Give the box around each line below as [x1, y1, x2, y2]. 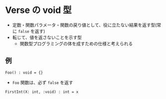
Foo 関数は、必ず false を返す [12, 79, 73, 85]
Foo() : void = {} [5, 70, 43, 75]
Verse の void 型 [5, 4, 72, 16]
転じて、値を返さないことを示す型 [12, 34, 82, 40]
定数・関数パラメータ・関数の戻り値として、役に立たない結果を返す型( [12, 22, 157, 28]
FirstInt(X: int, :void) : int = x [5, 89, 79, 95]
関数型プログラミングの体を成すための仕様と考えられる [19, 40, 133, 46]
